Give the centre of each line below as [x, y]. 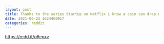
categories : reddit [25, 23]
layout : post [18, 9]
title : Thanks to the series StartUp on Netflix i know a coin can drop [81, 14]
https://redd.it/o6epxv [27, 37]
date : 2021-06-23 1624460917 [35, 18]
